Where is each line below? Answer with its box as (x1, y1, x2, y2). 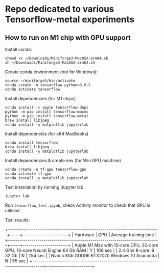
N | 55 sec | (5, 258, 28, 264)
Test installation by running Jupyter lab (5, 184, 84, 190)
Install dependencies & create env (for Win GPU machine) (5, 158, 121, 163)
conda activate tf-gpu (5, 171, 51, 176)
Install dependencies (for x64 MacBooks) (5, 131, 89, 136)
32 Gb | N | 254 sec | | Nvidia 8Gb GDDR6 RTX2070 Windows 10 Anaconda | (5, 253, 160, 258)
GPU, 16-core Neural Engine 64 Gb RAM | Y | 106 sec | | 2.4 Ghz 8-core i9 (5, 247, 155, 253)
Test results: (5, 217, 30, 223)
